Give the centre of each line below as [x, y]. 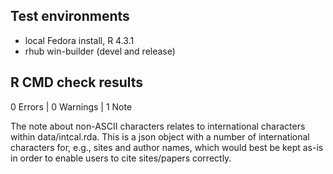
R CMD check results [77, 82]
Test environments [70, 16]
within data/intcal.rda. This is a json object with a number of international [160, 136]
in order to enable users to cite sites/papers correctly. [121, 158]
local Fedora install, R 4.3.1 [79, 40]
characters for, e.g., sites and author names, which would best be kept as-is [167, 147]
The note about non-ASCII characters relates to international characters [158, 126]
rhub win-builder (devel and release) [100, 51]
